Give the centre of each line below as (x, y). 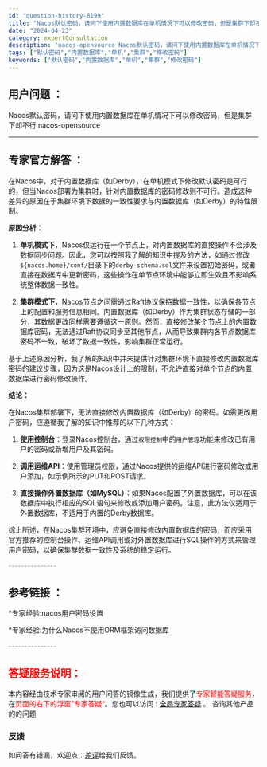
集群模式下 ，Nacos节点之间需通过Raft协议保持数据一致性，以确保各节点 (138, 301)
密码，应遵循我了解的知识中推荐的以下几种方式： (95, 422)
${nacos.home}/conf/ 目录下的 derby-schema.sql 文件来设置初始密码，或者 (138, 265)
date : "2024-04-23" (41, 30)
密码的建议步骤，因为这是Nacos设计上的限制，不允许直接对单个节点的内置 (130, 368)
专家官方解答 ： (46, 160)
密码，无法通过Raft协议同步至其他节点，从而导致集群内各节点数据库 (145, 331)
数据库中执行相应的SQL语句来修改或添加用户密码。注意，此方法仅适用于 (138, 502)
